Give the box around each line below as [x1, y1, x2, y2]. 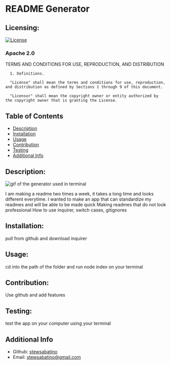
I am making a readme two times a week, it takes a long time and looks [5, 190, 154, 197]
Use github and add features [5, 292, 65, 298]
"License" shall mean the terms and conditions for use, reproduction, [10, 80, 166, 85]
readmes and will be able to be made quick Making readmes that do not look [5, 201, 166, 207]
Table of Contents [5, 112, 64, 120]
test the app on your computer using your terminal [5, 320, 111, 327]
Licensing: [5, 23, 40, 32]
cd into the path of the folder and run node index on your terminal [5, 263, 143, 270]
